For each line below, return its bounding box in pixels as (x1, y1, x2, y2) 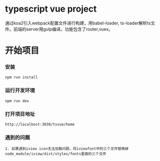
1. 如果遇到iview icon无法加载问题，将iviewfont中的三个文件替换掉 (5, 146, 129, 151)
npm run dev (5, 98, 29, 103)
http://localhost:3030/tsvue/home (5, 122, 75, 127)
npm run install (5, 75, 38, 80)
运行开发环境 (5, 87, 35, 94)
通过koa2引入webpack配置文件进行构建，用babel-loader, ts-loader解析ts (5, 20, 151, 26)
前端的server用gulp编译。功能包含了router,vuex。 (13, 26, 113, 32)
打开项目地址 (5, 110, 35, 117)
